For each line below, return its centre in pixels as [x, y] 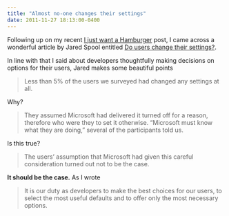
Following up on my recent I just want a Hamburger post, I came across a [111, 39]
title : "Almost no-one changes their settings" [77, 13]
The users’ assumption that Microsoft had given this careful [109, 157]
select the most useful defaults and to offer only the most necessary [121, 198]
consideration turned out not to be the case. [87, 164]
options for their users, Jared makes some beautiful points [90, 68]
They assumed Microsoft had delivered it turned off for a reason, [116, 115]
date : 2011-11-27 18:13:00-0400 [53, 20]
